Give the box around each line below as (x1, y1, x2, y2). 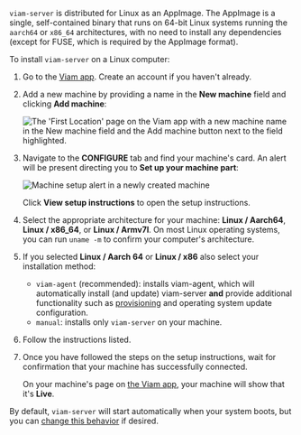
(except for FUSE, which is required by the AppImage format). (9, 36, 239, 47)
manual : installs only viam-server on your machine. (35, 317, 223, 328)
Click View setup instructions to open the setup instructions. (22, 198, 251, 208)
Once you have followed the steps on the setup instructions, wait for (22, 352, 277, 362)
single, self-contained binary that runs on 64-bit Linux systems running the (9, 17, 288, 28)
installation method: (22, 261, 96, 272)
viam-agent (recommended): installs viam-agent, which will (35, 279, 255, 289)
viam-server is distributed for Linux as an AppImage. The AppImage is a (9, 8, 276, 18)
